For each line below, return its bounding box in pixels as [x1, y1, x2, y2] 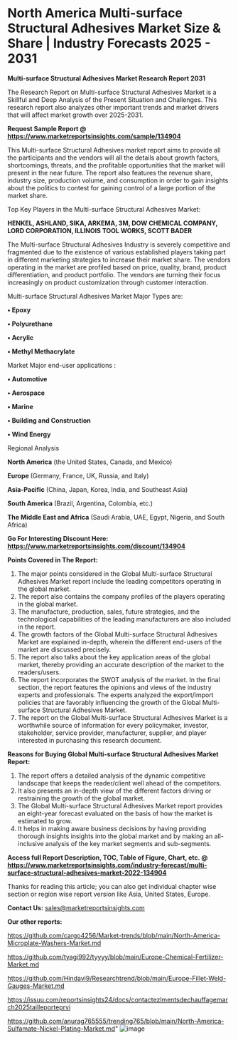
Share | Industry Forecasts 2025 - [7, 36, 211, 51]
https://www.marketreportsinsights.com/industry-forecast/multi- [7, 860, 207, 869]
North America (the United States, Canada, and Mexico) [7, 458, 173, 466]
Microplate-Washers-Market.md [7, 939, 102, 947]
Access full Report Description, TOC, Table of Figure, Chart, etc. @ [7, 853, 208, 862]
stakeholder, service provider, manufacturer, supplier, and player [17, 728, 207, 737]
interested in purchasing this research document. [17, 736, 162, 744]
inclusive [17, 839, 44, 848]
